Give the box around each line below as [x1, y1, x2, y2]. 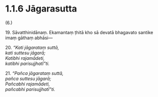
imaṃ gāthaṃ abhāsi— [5, 35, 53, 41]
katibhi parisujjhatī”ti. [5, 60, 50, 66]
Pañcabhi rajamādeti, [5, 81, 50, 87]
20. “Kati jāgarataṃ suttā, [5, 44, 59, 50]
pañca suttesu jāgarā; [5, 75, 51, 81]
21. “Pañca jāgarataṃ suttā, [5, 70, 64, 76]
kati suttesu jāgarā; [5, 50, 46, 56]
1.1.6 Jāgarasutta [5, 3, 77, 15]
